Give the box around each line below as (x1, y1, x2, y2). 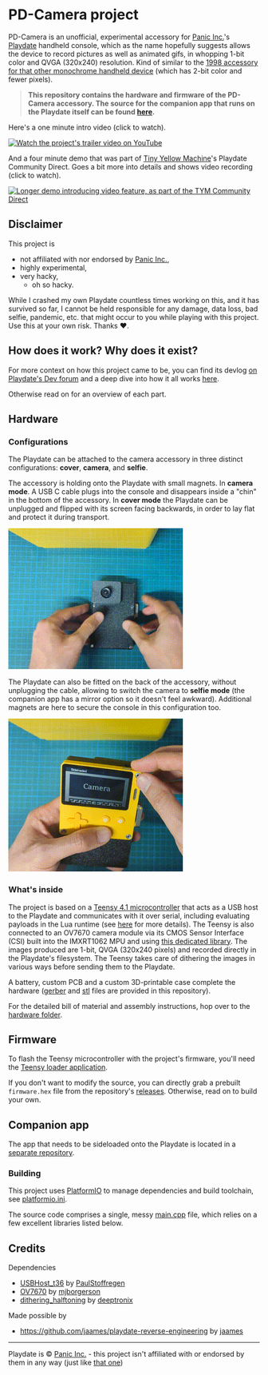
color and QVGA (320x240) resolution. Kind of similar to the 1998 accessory (8, 58, 258, 67)
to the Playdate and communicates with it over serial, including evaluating (8, 911, 250, 920)
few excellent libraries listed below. (8, 1218, 124, 1228)
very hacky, (19, 271, 58, 281)
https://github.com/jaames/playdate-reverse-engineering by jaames (19, 1326, 243, 1336)
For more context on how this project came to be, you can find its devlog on (8, 365, 258, 375)
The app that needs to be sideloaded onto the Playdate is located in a (8, 1139, 237, 1149)
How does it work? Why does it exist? (8, 344, 199, 357)
